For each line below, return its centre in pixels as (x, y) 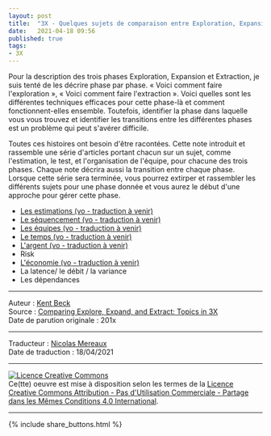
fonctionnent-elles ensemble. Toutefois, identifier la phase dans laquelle (128, 111)
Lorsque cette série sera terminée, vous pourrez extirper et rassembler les (132, 178)
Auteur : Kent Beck (40, 303)
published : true (35, 38)
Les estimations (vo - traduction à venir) (86, 211)
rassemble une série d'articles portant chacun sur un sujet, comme (120, 152)
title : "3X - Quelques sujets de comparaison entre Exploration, (122, 23)
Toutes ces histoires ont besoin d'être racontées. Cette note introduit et (127, 144)
